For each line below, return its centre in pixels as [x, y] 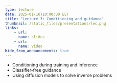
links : [12, 28]
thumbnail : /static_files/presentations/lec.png [56, 23]
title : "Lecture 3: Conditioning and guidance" [55, 19]
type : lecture [20, 10]
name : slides [31, 37]
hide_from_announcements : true [37, 51]
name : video [30, 46]
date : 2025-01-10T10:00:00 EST [37, 14]
